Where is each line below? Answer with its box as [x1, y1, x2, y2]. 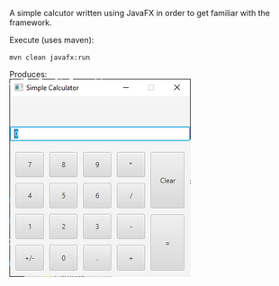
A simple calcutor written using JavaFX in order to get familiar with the [9, 8, 270, 18]
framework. [9, 17, 52, 28]
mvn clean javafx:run [9, 53, 91, 62]
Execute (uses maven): [9, 35, 94, 45]
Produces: [9, 69, 48, 79]
